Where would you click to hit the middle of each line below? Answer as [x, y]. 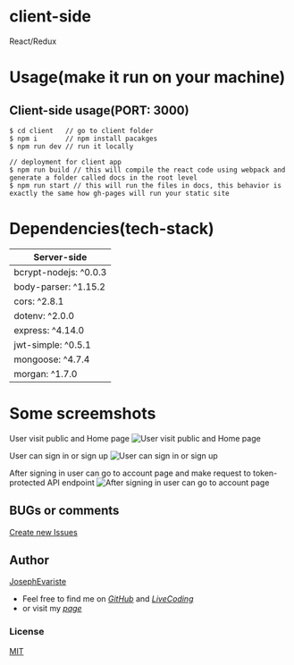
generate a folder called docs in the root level [104, 177]
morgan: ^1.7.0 [46, 374]
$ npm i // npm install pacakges [84, 139]
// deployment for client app [66, 162]
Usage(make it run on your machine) [147, 77]
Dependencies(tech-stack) [112, 229]
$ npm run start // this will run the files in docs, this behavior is [145, 185]
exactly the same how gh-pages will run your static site [119, 193]
